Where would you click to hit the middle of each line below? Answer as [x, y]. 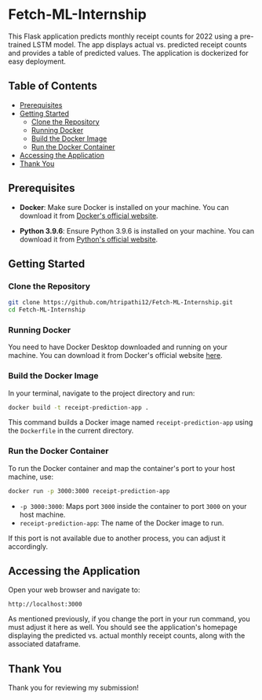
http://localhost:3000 [45, 604]
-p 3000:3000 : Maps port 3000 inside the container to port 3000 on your [133, 506]
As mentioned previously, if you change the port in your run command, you [129, 619]
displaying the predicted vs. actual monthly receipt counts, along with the [127, 636]
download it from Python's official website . [89, 239]
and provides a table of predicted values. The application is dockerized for [128, 53]
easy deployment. [37, 61]
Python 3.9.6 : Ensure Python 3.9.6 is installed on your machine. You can [137, 230]
